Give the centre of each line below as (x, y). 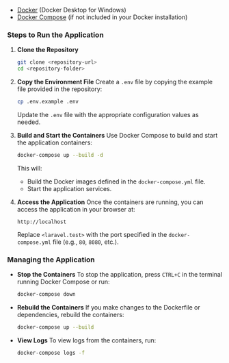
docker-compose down (46, 295)
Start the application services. (69, 188)
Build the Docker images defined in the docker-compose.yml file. (116, 181)
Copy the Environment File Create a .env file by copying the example (115, 82)
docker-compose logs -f (51, 353)
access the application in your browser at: (76, 209)
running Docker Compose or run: (64, 282)
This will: (29, 168)
